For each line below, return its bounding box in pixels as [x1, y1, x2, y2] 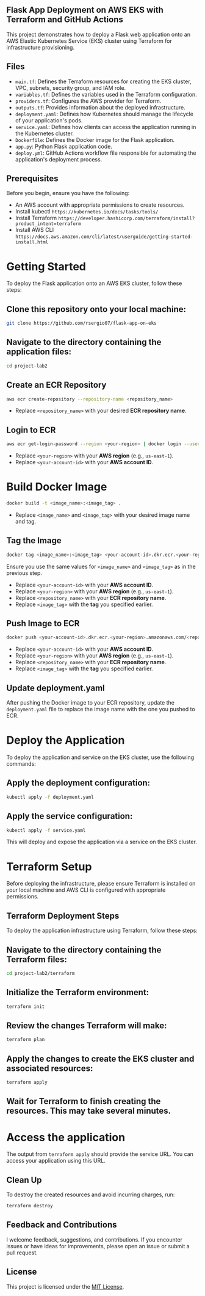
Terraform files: [6, 954, 67, 965]
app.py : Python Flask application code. [15, 143, 113, 150]
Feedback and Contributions [6, 1220, 117, 1230]
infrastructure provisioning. [6, 43, 75, 51]
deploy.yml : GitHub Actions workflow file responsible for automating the [15, 149, 196, 157]
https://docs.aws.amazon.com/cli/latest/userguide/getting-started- [15, 234, 193, 240]
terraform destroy [6, 1203, 53, 1209]
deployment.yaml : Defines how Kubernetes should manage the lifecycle [15, 110, 194, 117]
